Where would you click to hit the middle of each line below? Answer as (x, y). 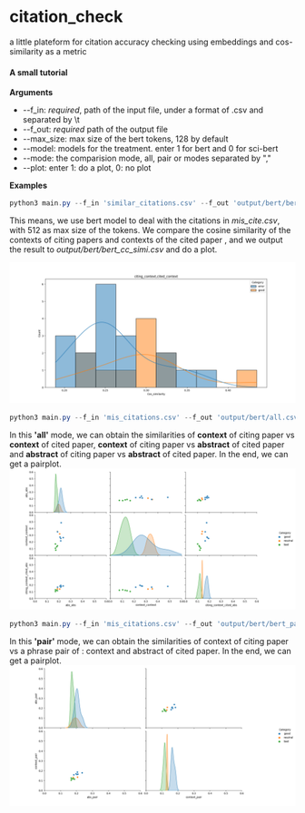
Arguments (31, 93)
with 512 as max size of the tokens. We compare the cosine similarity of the (150, 230)
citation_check (66, 17)
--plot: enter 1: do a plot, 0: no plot (87, 168)
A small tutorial (39, 72)
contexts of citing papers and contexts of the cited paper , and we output (146, 240)
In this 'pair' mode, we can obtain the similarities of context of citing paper (149, 641)
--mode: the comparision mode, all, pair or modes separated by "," (147, 158)
